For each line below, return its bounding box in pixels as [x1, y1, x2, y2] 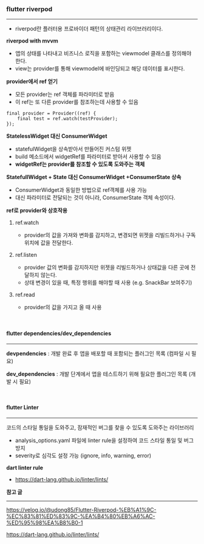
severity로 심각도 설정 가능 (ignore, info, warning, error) [15, 452, 152, 459]
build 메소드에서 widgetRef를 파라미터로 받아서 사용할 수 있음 [15, 153, 162, 160]
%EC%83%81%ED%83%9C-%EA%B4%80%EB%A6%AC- [6, 512, 155, 520]
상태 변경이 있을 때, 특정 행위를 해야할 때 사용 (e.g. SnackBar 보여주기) [24, 279, 192, 287]
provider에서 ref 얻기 [6, 78, 58, 85]
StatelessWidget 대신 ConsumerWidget [6, 132, 107, 140]
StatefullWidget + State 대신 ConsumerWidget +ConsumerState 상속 [6, 174, 182, 181]
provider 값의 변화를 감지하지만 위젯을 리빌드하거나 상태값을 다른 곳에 [24, 263, 189, 271]
